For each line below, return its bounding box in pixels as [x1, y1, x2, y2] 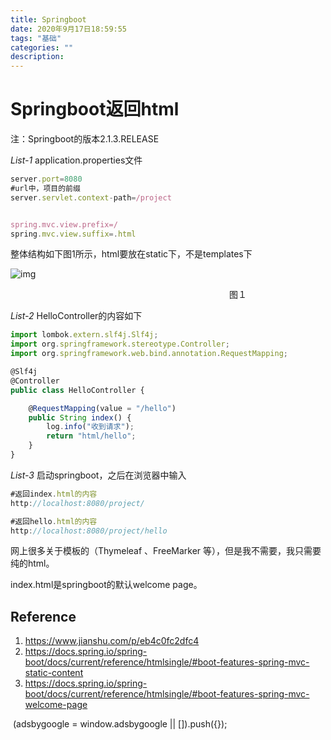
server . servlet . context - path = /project [10, 192, 172, 203]
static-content [24, 667, 84, 679]
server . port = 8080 [10, 174, 83, 185]
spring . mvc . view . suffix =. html [10, 229, 137, 239]
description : [10, 52, 65, 62]
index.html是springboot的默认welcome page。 [10, 579, 203, 591]
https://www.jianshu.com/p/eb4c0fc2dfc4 [24, 635, 200, 647]
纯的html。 [10, 557, 55, 570]
